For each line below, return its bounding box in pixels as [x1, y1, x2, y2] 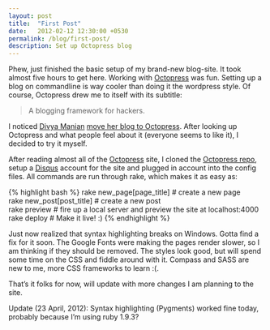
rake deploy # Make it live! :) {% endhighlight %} [8, 213, 170, 223]
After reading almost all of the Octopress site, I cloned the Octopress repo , [8, 155, 258, 165]
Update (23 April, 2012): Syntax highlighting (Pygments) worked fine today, [8, 303, 259, 313]
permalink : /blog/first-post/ [8, 34, 111, 43]
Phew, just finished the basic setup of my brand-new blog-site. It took [8, 64, 242, 74]
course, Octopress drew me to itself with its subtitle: [8, 90, 182, 100]
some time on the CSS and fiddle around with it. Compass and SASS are [8, 255, 250, 264]
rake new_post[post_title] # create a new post [8, 196, 161, 206]
